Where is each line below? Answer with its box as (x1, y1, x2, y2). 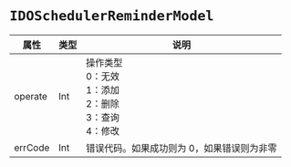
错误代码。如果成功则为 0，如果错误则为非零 (86, 141, 277, 154)
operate (14, 89, 48, 102)
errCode (14, 141, 50, 153)
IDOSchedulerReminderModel (9, 7, 214, 25)
